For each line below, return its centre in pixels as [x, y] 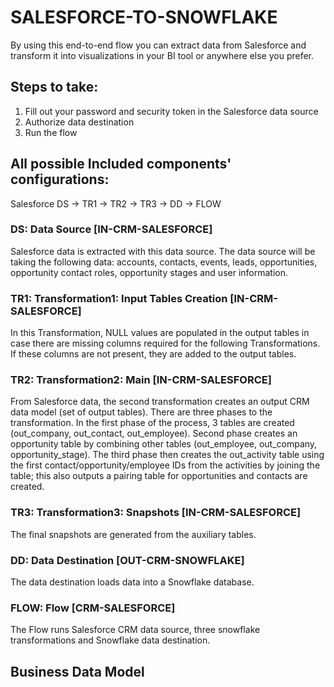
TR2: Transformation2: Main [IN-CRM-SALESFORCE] [141, 380]
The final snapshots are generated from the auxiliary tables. [133, 534]
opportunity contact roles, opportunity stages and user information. [149, 272]
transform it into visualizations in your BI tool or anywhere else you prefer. [162, 55]
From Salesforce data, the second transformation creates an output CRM [160, 402]
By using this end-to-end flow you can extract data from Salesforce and [158, 45]
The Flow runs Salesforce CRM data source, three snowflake [135, 630]
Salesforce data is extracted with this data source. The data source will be [163, 251]
